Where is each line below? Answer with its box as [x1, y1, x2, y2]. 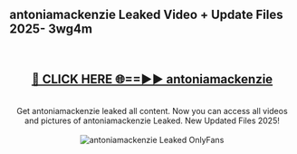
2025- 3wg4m [9, 22, 93, 37]
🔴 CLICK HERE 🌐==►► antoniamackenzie [31, 72, 273, 87]
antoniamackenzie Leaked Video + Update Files [9, 7, 283, 23]
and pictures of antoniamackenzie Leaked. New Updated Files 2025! [24, 115, 281, 126]
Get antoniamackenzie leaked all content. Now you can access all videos [16, 105, 288, 116]
